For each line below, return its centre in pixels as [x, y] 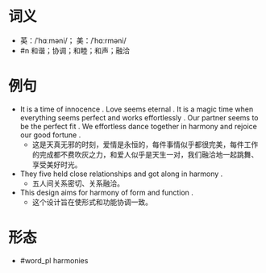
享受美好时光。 [57, 164]
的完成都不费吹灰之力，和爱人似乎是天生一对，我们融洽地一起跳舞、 [145, 154]
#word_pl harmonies [54, 260]
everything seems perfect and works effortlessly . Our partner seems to [139, 117]
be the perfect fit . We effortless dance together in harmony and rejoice [139, 126]
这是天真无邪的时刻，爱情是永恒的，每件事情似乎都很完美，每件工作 [145, 144]
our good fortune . [50, 135]
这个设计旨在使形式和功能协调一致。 [92, 202]
